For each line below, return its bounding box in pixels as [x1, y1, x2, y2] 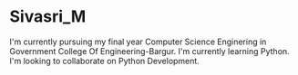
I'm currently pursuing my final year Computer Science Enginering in [9, 36, 267, 47]
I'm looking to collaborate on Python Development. [9, 55, 200, 66]
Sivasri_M [9, 6, 87, 27]
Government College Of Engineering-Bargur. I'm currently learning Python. [9, 45, 290, 56]
